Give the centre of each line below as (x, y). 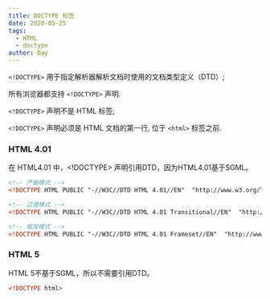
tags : (17, 30)
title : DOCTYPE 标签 (41, 16)
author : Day (28, 53)
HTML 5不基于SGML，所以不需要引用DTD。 (81, 273)
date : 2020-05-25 (37, 23)
